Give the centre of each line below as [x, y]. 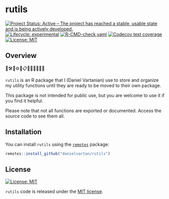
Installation [23, 132]
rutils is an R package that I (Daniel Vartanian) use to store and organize [82, 80]
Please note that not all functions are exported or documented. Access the [83, 110]
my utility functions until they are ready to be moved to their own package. [83, 86]
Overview [21, 56]
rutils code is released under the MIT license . [54, 191]
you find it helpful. [24, 101]
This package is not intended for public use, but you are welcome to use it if [85, 95]
